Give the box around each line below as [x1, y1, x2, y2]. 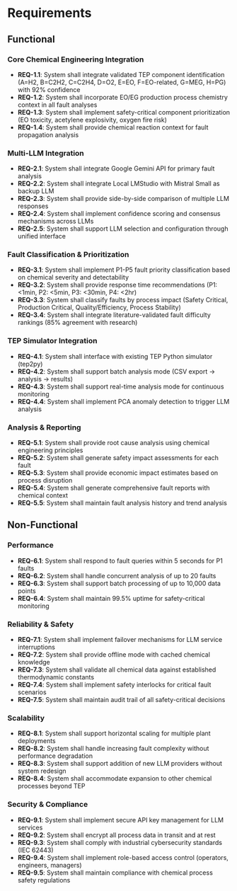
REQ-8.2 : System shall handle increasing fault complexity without [17, 745, 209, 753]
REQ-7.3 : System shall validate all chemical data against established [17, 665, 216, 674]
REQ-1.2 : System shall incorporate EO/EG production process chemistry [17, 93, 229, 101]
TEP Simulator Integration [7, 336, 98, 346]
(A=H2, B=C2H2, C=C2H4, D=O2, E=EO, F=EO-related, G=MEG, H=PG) [17, 78, 226, 86]
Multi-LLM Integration [7, 148, 85, 158]
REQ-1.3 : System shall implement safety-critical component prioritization [17, 108, 231, 116]
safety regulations [17, 875, 71, 884]
